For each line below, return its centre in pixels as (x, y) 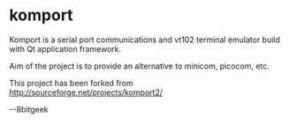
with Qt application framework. (65, 48)
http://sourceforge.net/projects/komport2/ (86, 92)
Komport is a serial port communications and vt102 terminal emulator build (145, 40)
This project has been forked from (72, 83)
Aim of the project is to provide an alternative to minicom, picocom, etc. (139, 66)
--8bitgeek (29, 109)
